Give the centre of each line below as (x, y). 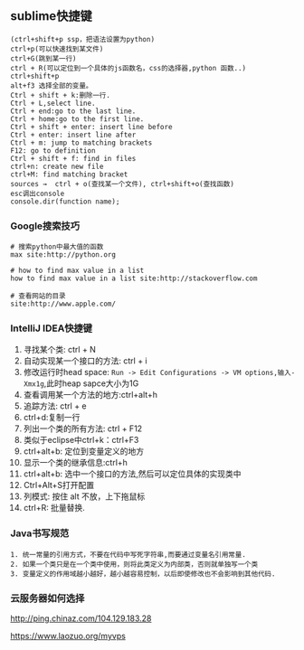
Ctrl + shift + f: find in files (73, 158)
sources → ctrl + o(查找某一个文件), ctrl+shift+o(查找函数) (122, 184)
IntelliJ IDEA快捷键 (52, 328)
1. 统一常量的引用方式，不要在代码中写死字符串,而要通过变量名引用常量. (128, 554)
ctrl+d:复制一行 (52, 418)
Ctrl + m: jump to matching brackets (81, 143)
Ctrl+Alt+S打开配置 (59, 485)
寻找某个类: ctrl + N (59, 350)
